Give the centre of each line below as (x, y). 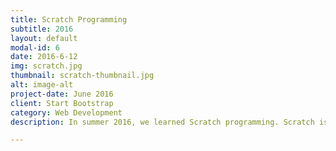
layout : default (44, 38)
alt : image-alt (42, 85)
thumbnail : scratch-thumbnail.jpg (82, 76)
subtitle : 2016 (42, 29)
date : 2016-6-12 (44, 57)
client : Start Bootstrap (62, 103)
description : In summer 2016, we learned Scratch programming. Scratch (162, 122)
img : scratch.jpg (46, 66)
